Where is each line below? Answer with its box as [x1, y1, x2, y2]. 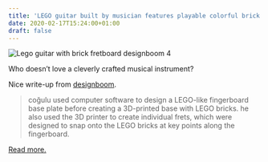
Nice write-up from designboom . [8, 79, 116, 89]
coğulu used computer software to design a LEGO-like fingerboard [27, 95, 249, 105]
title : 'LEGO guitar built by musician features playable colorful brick [8, 11, 261, 20]
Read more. [8, 145, 47, 155]
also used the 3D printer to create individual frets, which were [27, 112, 233, 122]
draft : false [8, 26, 52, 34]
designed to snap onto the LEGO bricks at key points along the [27, 121, 235, 131]
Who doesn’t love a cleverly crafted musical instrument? [8, 64, 194, 74]
